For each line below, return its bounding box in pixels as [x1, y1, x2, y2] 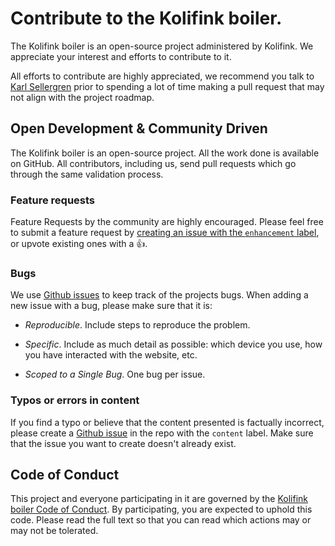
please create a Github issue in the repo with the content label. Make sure [10, 427, 314, 439]
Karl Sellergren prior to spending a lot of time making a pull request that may [10, 80, 325, 92]
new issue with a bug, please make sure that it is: [10, 300, 213, 312]
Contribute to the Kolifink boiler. [10, 7, 283, 30]
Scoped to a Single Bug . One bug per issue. [24, 368, 206, 381]
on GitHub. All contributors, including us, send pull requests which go [10, 157, 297, 169]
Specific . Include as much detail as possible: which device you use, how [24, 338, 323, 351]
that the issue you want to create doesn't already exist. [10, 437, 237, 449]
